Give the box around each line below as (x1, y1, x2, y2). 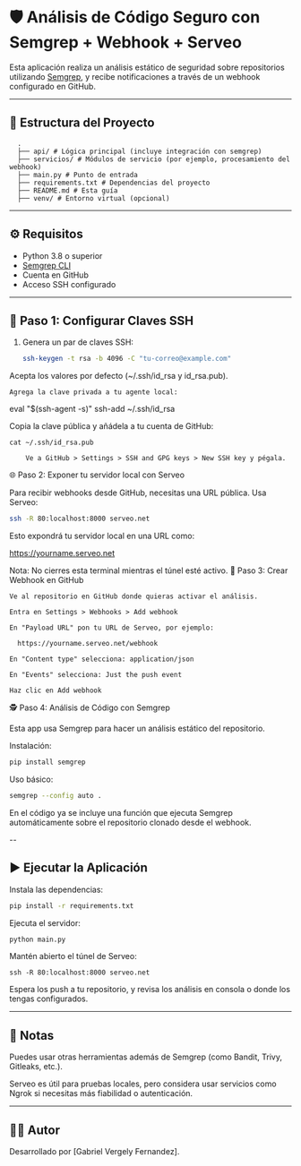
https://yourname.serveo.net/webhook (17, 639, 159, 648)
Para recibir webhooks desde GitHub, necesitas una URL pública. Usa (9, 487, 267, 498)
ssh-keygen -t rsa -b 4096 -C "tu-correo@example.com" (21, 355, 232, 364)
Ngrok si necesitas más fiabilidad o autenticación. (9, 1088, 193, 1099)
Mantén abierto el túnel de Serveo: (9, 951, 137, 962)
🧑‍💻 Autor (9, 1122, 61, 1137)
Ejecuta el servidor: (9, 917, 81, 928)
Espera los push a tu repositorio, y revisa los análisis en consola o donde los (9, 984, 291, 995)
